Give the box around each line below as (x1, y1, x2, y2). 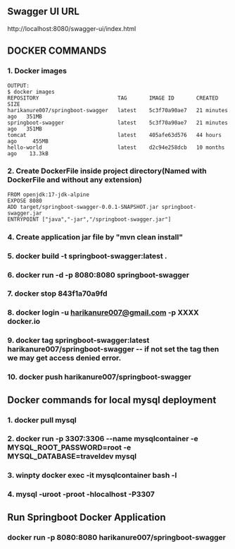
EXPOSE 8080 (7, 197, 42, 204)
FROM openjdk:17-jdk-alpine (7, 191, 90, 198)
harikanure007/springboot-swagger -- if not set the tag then (7, 344, 220, 354)
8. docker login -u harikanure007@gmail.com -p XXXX (7, 308, 199, 318)
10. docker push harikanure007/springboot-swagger (7, 372, 191, 382)
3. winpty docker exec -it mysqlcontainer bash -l (7, 471, 177, 481)
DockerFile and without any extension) (7, 175, 142, 185)
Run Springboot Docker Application (7, 511, 167, 523)
